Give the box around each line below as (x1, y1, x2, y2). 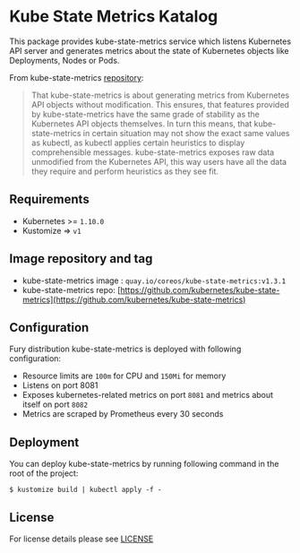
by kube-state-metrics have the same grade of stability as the (30, 108, 260, 119)
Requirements (9, 192, 90, 207)
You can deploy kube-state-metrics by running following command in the (9, 459, 279, 470)
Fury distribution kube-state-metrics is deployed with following (9, 343, 242, 355)
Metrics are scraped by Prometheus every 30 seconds (21, 409, 224, 419)
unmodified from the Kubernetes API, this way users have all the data (30, 156, 287, 167)
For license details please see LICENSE (9, 533, 154, 544)
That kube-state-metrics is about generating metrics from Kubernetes (30, 90, 289, 100)
